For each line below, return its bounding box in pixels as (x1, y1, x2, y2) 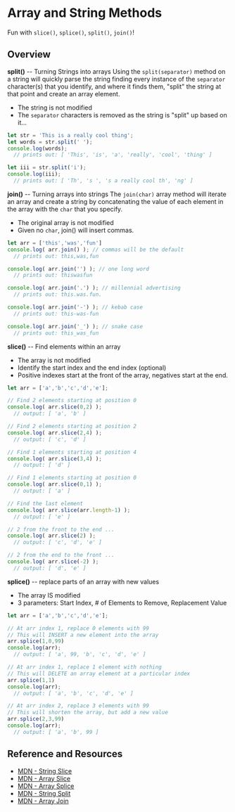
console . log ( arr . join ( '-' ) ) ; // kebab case (7, 304, 143, 311)
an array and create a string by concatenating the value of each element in (7, 197, 224, 205)
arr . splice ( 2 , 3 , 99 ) (7, 716, 65, 723)
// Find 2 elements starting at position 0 (7, 397, 137, 404)
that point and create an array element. (7, 89, 120, 98)
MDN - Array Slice (17, 774, 71, 782)
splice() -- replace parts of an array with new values (7, 577, 160, 586)
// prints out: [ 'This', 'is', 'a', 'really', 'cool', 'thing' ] (13, 151, 212, 159)
